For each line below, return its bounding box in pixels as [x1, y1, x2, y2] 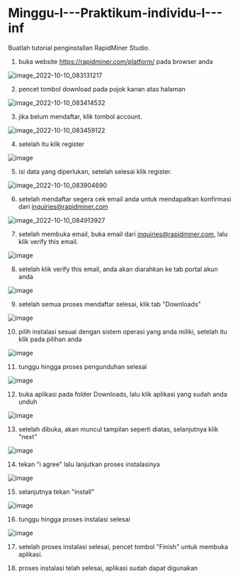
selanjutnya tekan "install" [18, 487, 95, 496]
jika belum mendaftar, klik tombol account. [18, 112, 142, 121]
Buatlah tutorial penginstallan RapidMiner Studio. [8, 43, 151, 52]
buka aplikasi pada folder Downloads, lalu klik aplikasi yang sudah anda [18, 390, 227, 398]
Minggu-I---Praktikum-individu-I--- [8, 5, 222, 21]
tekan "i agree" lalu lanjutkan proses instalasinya [18, 460, 160, 468]
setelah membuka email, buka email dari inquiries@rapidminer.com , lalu [18, 229, 228, 238]
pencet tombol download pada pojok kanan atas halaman [18, 84, 186, 93]
